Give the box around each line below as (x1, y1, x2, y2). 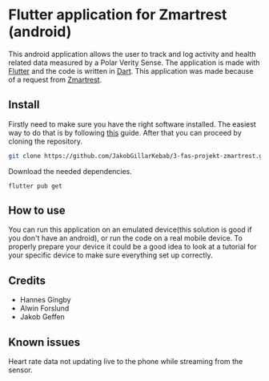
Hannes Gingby (19, 295, 71, 305)
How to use (8, 204, 66, 217)
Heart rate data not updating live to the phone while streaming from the (8, 357, 243, 367)
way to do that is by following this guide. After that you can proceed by (8, 128, 242, 137)
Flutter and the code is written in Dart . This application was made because (8, 66, 254, 75)
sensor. (8, 365, 34, 375)
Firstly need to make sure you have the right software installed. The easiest (8, 119, 256, 129)
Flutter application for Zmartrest (8, 6, 227, 24)
